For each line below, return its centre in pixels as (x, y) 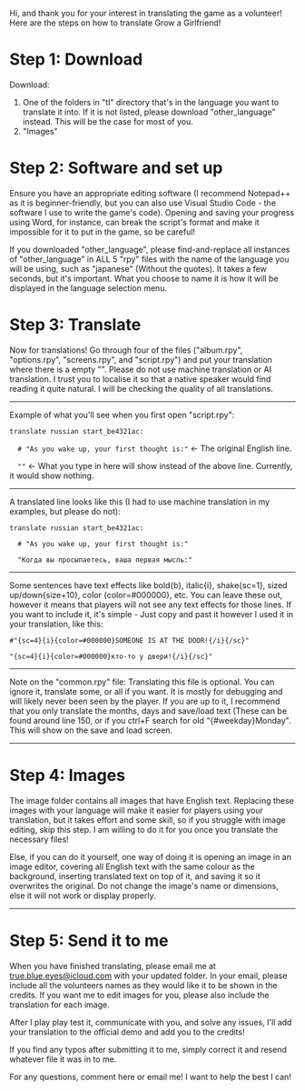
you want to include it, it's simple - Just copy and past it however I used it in (151, 614)
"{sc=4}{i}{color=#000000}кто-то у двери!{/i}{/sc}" (111, 656)
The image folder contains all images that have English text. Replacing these (152, 800)
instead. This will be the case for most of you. (108, 121)
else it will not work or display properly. (83, 896)
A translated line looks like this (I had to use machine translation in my (140, 501)
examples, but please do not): (65, 511)
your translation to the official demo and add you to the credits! (127, 1032)
